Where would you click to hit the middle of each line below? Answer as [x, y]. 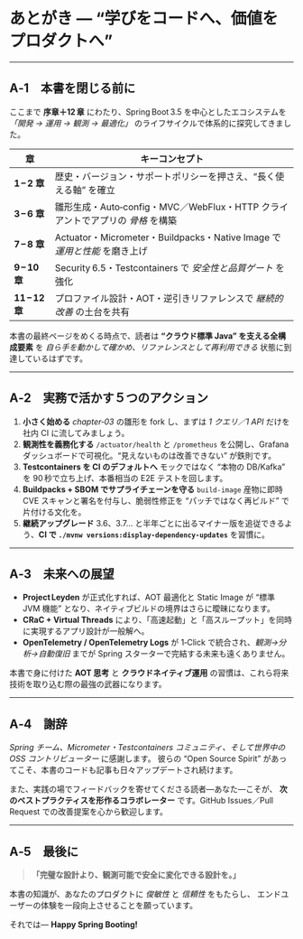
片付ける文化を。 [54, 512]
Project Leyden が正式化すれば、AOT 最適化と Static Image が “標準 [148, 598]
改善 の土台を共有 [92, 311]
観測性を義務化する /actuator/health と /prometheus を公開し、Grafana [156, 444]
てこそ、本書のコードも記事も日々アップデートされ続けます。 [124, 770]
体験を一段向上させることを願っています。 [119, 905]
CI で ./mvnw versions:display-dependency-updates [133, 535]
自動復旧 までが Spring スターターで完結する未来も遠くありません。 [164, 654]
